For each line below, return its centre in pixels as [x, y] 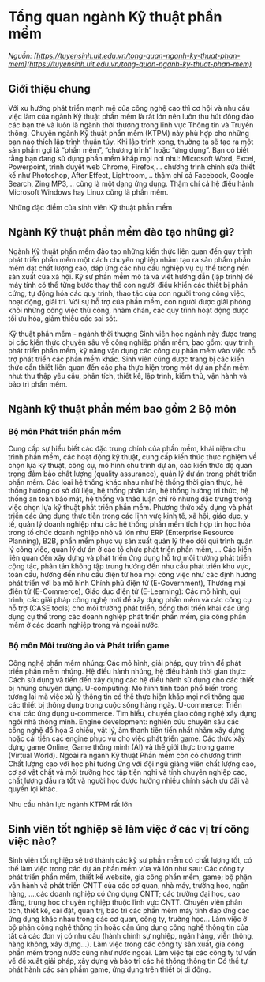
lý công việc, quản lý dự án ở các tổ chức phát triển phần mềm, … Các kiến [130, 550]
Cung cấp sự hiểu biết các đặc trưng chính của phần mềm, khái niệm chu [127, 449]
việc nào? [33, 841]
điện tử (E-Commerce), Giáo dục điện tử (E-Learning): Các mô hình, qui [124, 591]
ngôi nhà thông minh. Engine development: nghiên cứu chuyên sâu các [123, 721]
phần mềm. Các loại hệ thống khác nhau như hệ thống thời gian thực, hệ [125, 482]
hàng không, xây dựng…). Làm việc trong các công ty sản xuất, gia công [126, 944]
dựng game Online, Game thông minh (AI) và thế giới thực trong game [121, 746]
